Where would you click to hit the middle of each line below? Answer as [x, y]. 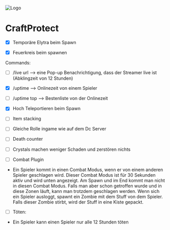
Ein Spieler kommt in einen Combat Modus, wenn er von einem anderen [88, 170]
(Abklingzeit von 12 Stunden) [43, 78]
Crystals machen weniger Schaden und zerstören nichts [72, 149]
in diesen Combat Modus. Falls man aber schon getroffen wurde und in [87, 186]
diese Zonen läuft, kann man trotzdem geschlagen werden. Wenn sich [86, 191]
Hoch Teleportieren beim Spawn [47, 109]
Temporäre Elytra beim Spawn [44, 42]
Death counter [28, 139]
